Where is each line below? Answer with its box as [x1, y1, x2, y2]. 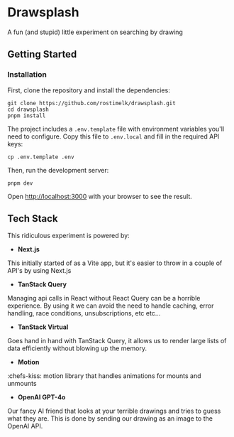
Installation [7, 70, 48, 80]
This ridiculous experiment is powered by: [7, 232, 130, 240]
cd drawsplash [7, 106, 50, 113]
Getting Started [7, 48, 77, 60]
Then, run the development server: [7, 166, 109, 174]
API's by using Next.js [7, 266, 72, 275]
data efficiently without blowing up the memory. [7, 344, 147, 352]
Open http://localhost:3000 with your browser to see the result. [7, 192, 193, 200]
